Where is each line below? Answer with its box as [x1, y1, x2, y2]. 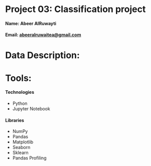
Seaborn [12, 144, 31, 150]
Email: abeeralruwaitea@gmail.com [5, 32, 81, 38]
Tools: [5, 72, 32, 84]
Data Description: [5, 49, 80, 61]
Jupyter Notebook [12, 105, 50, 111]
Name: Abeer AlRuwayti [5, 20, 57, 26]
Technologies [5, 89, 35, 95]
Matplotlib [12, 139, 34, 145]
